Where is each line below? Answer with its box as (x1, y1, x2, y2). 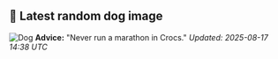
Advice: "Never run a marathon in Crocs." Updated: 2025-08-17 (34, 32, 269, 42)
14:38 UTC (9, 41, 49, 52)
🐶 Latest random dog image (9, 9, 163, 24)
